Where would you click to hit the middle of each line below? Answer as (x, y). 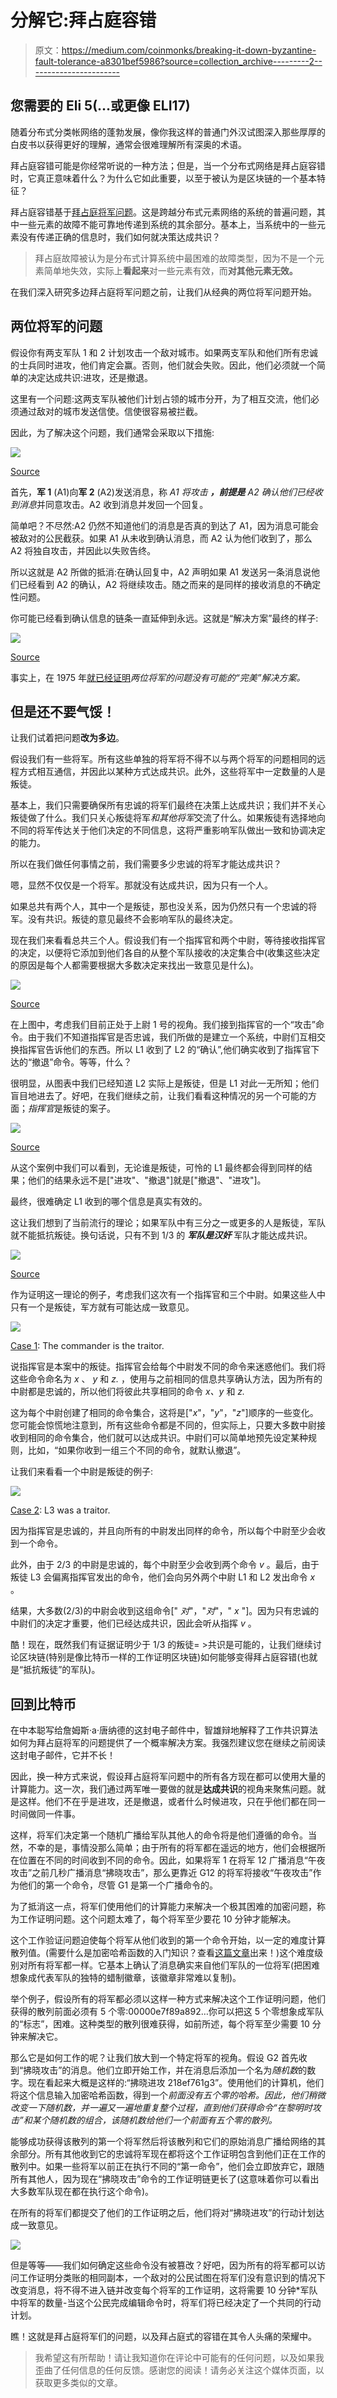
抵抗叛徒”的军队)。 (62, 1670)
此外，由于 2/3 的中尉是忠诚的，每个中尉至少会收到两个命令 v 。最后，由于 (165, 1565)
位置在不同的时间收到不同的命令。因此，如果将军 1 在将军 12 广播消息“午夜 (172, 1860)
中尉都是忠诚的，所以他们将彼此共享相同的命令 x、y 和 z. (128, 1392)
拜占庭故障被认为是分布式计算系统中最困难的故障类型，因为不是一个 (175, 258)
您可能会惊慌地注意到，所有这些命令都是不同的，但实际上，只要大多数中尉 (163, 1425)
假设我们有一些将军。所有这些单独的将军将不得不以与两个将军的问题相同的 (163, 759)
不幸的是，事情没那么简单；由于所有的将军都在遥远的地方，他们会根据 (172, 1848)
